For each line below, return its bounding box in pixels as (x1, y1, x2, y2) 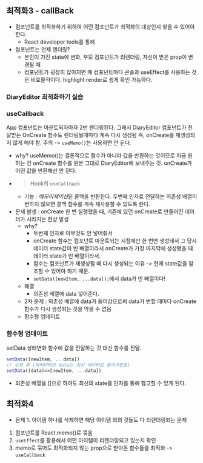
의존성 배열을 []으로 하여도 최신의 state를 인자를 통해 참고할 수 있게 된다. (15, 379, 187, 387)
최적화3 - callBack (6, 5, 75, 16)
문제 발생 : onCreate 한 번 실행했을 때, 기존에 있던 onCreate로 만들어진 (15, 208, 184, 215)
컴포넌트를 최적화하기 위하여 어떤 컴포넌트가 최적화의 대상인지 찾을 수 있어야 (15, 23, 195, 30)
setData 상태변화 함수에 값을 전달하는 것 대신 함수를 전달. (6, 344, 142, 351)
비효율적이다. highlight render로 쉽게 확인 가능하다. (30, 76, 153, 83)
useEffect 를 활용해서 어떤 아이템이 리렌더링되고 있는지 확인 (15, 436, 156, 444)
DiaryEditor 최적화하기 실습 (6, 93, 84, 101)
